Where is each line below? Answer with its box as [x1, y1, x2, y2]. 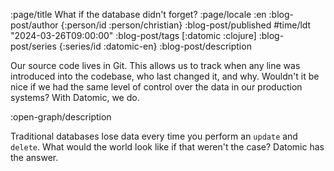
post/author [10, 19, 59, 31]
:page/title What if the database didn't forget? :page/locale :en [10, 9, 267, 20]
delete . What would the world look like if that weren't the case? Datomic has [10, 141, 325, 153]
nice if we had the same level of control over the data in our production [10, 81, 303, 93]
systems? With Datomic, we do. [10, 92, 140, 103]
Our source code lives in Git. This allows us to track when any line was [10, 60, 301, 71]
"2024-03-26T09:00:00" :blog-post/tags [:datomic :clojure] [10, 30, 257, 41]
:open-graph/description [10, 111, 112, 123]
